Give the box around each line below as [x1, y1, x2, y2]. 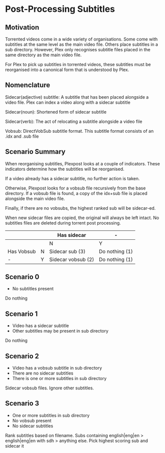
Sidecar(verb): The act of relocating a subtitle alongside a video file [5, 118, 142, 124]
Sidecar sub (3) [49, 248, 85, 255]
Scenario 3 [5, 399, 40, 408]
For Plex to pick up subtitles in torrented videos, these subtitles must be [5, 62, 151, 67]
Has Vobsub [7, 248, 36, 255]
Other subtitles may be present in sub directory [12, 328, 109, 334]
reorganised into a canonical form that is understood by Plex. [5, 67, 129, 73]
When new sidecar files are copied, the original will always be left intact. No [5, 215, 160, 221]
